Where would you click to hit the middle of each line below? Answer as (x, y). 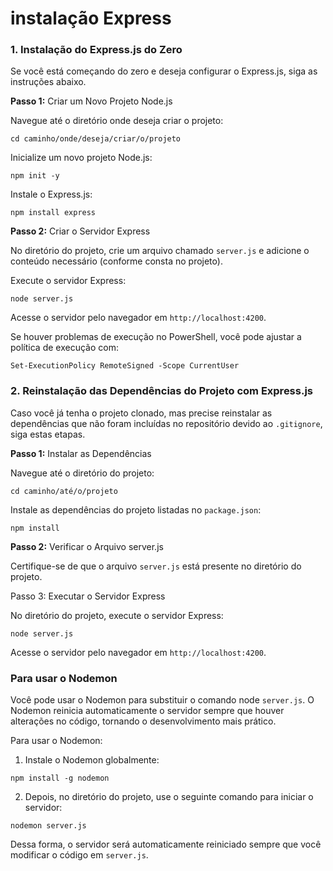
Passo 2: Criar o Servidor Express (80, 231)
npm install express (53, 213)
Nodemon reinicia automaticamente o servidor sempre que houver (147, 711)
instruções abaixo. (48, 82)
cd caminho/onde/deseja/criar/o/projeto (96, 139)
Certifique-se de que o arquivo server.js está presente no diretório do (156, 566)
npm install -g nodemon (60, 778)
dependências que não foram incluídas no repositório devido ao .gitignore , (166, 423)
